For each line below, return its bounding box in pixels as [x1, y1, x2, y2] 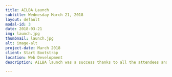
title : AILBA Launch [5, 7, 50, 13]
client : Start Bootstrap [5, 50, 58, 55]
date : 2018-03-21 [5, 27, 42, 32]
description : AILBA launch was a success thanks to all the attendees [5, 60, 159, 65]
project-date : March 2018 [5, 45, 60, 50]
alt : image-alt [5, 41, 38, 46]
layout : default [5, 17, 40, 22]
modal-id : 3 [5, 21, 31, 27]
